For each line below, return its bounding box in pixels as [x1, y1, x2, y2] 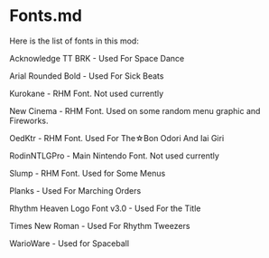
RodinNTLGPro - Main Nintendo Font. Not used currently [9, 150, 219, 161]
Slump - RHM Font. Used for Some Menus [9, 167, 166, 178]
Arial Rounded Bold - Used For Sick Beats [9, 70, 164, 81]
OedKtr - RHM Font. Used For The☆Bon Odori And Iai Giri [9, 132, 225, 143]
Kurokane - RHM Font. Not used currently [9, 88, 164, 99]
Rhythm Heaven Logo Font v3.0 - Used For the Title [9, 203, 201, 214]
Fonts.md [9, 5, 83, 26]
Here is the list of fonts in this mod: [9, 35, 140, 46]
